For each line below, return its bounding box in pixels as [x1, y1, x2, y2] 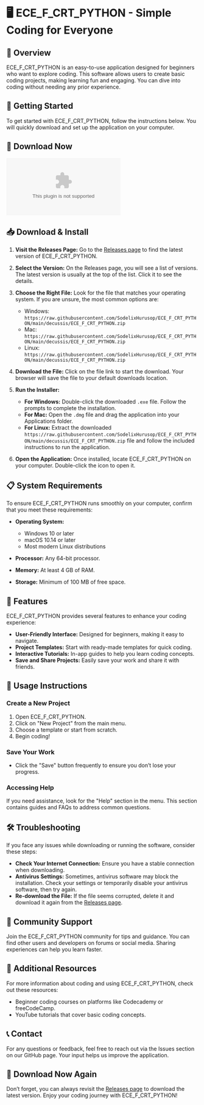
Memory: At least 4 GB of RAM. [15, 567, 96, 574]
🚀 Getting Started [6, 101, 74, 111]
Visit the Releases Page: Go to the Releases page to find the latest [15, 246, 183, 254]
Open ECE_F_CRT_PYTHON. [15, 713, 86, 720]
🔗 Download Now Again [6, 1069, 97, 1079]
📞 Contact [6, 1029, 43, 1039]
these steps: [6, 848, 38, 856]
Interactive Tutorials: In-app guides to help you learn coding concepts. [15, 650, 195, 658]
